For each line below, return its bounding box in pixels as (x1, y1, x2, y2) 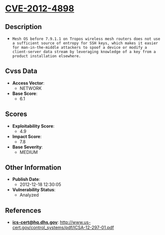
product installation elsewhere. (12, 54, 81, 59)
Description (5, 23, 42, 31)
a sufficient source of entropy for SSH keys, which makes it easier (12, 41, 159, 46)
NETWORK (19, 85, 42, 91)
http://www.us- (60, 219, 91, 225)
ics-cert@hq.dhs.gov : (12, 219, 59, 225)
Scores (5, 110, 28, 118)
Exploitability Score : (12, 123, 55, 129)
